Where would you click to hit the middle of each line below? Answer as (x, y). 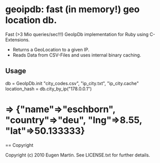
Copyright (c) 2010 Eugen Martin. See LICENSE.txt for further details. (78, 155)
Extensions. (18, 40)
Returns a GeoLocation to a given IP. (51, 49)
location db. (31, 20)
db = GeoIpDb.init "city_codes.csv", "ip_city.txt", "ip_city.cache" (72, 83)
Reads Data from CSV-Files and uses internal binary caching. (77, 55)
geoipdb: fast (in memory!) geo (73, 9)
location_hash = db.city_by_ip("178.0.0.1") (48, 89)
